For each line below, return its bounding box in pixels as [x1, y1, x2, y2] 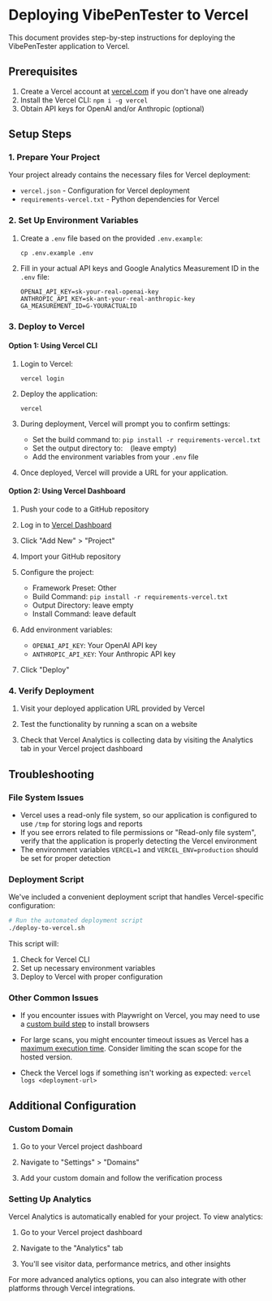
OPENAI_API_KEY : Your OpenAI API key [32, 641, 158, 650]
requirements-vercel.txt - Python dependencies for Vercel [19, 194, 219, 204]
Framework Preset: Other [32, 583, 117, 593]
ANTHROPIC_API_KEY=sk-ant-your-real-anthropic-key [19, 294, 196, 302]
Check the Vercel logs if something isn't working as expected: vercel [19, 1068, 252, 1078]
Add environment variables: [19, 624, 113, 635]
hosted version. [19, 1052, 73, 1062]
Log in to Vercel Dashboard [19, 520, 112, 530]
